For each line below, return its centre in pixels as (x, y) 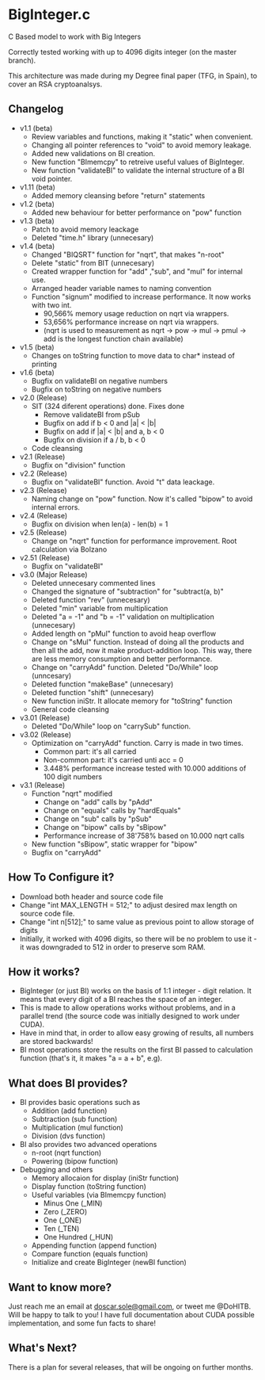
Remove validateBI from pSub (91, 415)
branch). (22, 60)
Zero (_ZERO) (65, 1212)
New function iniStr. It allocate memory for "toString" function (132, 701)
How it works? (44, 971)
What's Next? (43, 1348)
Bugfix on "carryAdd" (66, 852)
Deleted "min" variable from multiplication (100, 608)
